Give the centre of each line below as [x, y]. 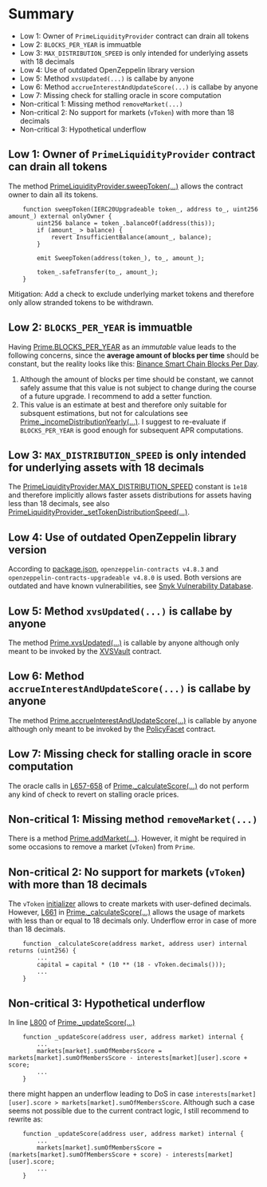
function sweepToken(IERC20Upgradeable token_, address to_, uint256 [141, 209]
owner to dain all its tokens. [53, 194]
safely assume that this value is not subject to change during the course [138, 387]
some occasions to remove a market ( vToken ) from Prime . [102, 847]
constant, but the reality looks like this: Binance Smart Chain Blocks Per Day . [133, 363]
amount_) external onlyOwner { [60, 216]
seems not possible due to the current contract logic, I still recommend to [129, 1111]
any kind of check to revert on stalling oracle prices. [94, 794]
